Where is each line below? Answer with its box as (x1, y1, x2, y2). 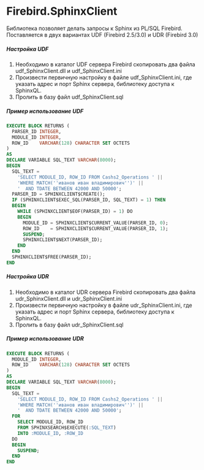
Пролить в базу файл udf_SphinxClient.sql (15, 93, 124, 101)
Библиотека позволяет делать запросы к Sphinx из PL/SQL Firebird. (6, 25, 183, 32)
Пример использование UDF (6, 107, 84, 115)
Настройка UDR (6, 273, 49, 280)
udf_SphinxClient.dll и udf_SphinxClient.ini (15, 67, 123, 74)
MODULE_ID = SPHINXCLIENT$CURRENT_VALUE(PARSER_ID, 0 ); (22, 220, 168, 226)
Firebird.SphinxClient (6, 4, 118, 18)
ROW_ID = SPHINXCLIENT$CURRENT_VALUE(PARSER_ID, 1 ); (22, 225, 168, 231)
